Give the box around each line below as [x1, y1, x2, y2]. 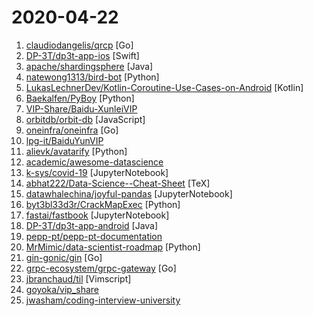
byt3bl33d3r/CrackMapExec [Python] [25, 198, 181, 210]
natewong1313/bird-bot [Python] [25, 71, 160, 83]
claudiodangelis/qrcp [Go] [25, 39, 134, 51]
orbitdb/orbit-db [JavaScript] [25, 113, 146, 125]
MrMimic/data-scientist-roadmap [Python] [25, 241, 201, 253]
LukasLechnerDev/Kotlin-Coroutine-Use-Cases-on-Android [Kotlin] [25, 81, 304, 93]
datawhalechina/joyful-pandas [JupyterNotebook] [25, 187, 233, 200]
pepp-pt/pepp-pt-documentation [25, 230, 163, 242]
